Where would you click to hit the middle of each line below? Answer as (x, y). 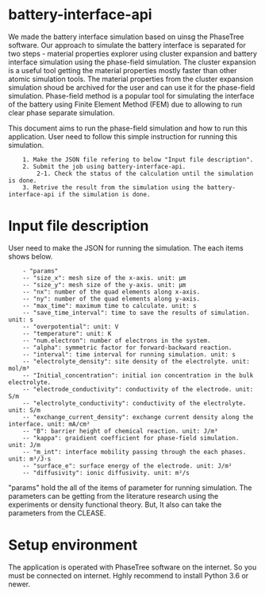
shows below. (31, 256)
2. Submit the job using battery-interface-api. (104, 166)
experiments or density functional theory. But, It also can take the (115, 504)
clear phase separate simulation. (61, 112)
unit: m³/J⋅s (30, 459)
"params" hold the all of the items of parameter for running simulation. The (130, 488)
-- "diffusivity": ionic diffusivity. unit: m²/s (106, 472)
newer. (19, 584)
